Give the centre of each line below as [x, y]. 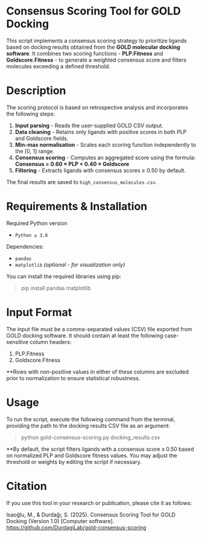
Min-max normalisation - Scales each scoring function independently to [106, 145]
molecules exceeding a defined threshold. [58, 66]
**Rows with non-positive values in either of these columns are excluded [97, 372]
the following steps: [31, 113]
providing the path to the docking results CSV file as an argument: [88, 425]
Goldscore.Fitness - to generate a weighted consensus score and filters [96, 60]
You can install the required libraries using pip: [64, 276]
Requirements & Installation [77, 207]
